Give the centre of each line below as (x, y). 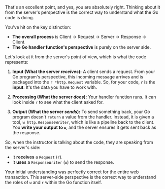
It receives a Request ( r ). (37, 157)
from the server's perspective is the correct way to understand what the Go (82, 12)
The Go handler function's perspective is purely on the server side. (82, 47)
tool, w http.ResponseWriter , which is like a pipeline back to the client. (83, 122)
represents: (17, 62)
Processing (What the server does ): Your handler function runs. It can (84, 97)
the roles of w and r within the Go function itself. (54, 182)
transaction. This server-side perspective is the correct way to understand (81, 177)
